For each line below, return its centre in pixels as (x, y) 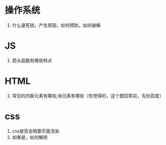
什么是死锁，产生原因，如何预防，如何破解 (56, 25)
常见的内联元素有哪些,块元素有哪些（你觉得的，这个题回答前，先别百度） (88, 96)
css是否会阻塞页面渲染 (36, 131)
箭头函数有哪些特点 (32, 60)
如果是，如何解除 (30, 137)
